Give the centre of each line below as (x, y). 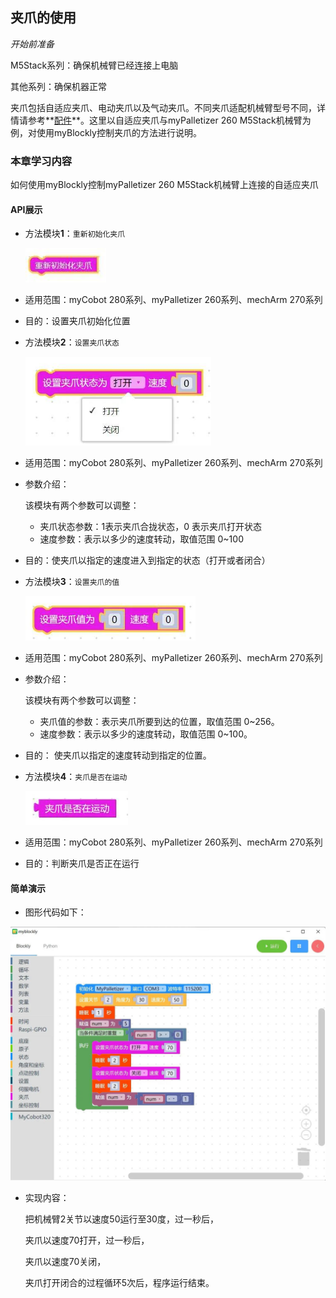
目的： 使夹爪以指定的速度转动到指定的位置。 (118, 755)
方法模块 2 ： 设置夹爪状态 (72, 342)
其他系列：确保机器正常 (58, 86)
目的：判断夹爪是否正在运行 (82, 864)
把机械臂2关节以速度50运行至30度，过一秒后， (121, 1219)
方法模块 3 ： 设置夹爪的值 (72, 582)
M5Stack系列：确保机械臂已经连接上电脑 (94, 65)
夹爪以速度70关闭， (65, 1261)
